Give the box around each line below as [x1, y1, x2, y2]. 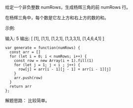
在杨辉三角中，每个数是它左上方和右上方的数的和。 [5, 15, 109, 21]
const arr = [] [9, 50, 41, 54]
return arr [9, 84, 32, 89]
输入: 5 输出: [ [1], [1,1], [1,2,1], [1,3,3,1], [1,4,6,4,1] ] [5, 36, 104, 41]
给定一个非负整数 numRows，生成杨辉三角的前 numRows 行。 [5, 4, 131, 10]
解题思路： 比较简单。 [5, 98, 50, 103]
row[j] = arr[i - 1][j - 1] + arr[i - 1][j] [18, 67, 111, 72]
